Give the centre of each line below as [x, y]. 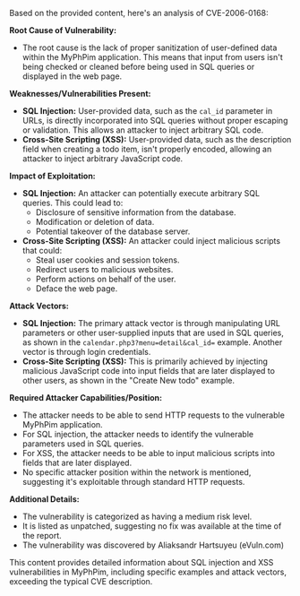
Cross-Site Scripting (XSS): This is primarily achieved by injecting [145, 361]
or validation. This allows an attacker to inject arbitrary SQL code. [143, 130]
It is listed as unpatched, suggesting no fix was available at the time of [152, 526]
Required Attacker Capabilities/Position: [86, 397]
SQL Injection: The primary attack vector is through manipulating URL [151, 323]
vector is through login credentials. [86, 352]
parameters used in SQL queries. [83, 444]
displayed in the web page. [72, 76]
